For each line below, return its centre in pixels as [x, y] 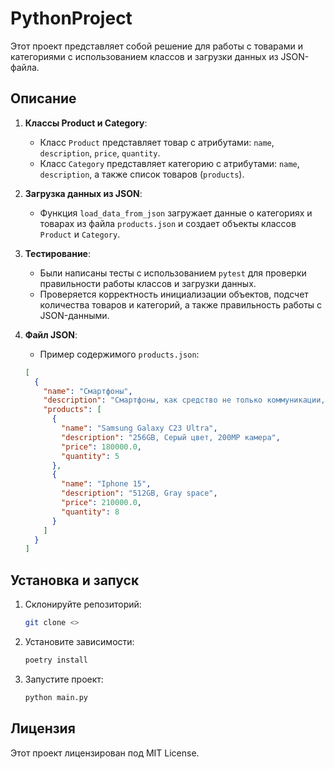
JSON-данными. [74, 315]
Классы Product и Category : [86, 123]
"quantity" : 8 [90, 512]
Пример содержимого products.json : [119, 354]
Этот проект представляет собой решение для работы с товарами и [156, 46]
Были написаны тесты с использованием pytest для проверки [173, 273]
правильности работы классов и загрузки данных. [148, 283]
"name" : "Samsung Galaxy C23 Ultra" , [139, 428]
